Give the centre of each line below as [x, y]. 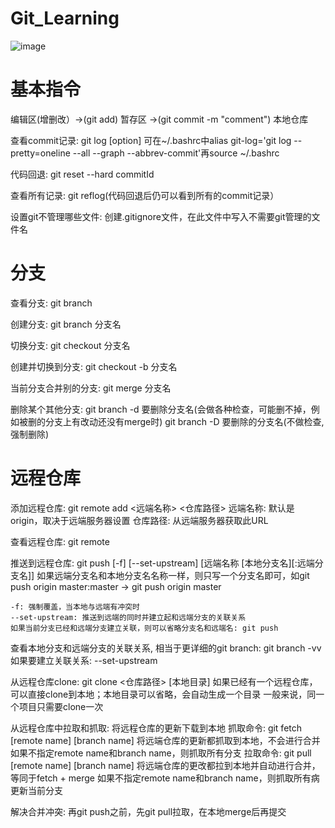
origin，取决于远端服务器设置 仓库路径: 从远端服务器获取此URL [139, 520]
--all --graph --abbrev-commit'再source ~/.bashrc [176, 153]
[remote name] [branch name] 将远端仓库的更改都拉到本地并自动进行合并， [165, 765]
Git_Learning [65, 18]
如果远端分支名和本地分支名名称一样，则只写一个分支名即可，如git [173, 575]
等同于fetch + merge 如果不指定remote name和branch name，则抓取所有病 [165, 778]
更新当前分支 [36, 790]
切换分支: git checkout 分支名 [70, 345]
